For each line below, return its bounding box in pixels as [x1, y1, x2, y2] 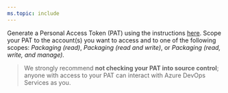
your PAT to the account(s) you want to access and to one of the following [7, 36, 216, 44]
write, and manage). [7, 51, 65, 59]
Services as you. [23, 78, 71, 86]
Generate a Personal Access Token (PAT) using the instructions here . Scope [7, 29, 221, 37]
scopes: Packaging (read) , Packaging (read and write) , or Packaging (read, [7, 43, 221, 51]
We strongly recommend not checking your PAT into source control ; [23, 64, 219, 72]
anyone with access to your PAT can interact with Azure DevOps [23, 71, 206, 79]
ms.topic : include [7, 10, 60, 17]
